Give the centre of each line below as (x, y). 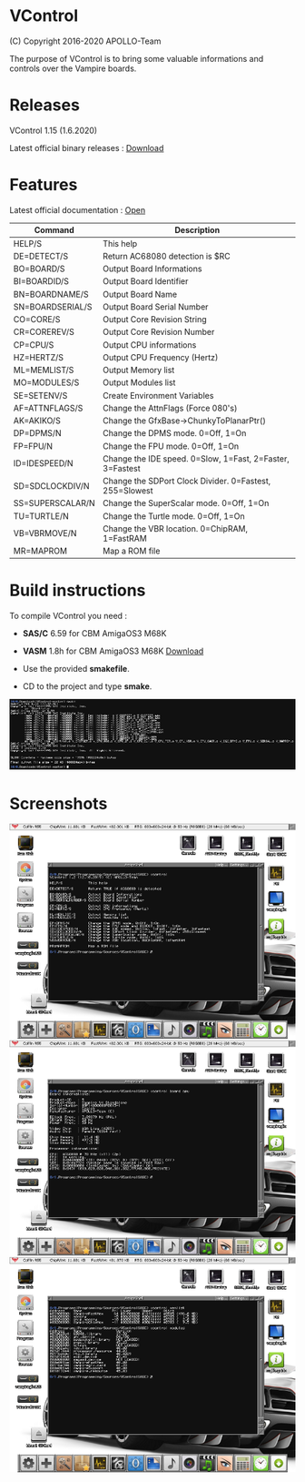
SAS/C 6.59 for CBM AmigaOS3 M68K (94, 633)
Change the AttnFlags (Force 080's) (170, 408)
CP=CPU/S (34, 345)
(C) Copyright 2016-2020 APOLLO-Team (85, 41)
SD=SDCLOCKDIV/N (51, 486)
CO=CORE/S (37, 320)
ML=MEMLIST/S (44, 370)
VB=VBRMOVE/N (45, 533)
